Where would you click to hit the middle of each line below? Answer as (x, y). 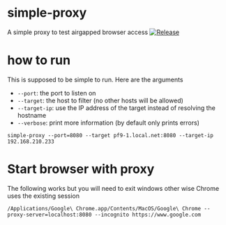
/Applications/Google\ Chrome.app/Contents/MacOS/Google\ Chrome (104, 208)
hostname (32, 115)
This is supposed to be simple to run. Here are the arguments (95, 79)
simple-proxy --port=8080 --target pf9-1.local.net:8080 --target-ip (111, 135)
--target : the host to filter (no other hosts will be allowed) (100, 100)
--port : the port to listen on (56, 93)
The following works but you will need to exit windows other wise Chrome (113, 188)
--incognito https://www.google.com (148, 215)
